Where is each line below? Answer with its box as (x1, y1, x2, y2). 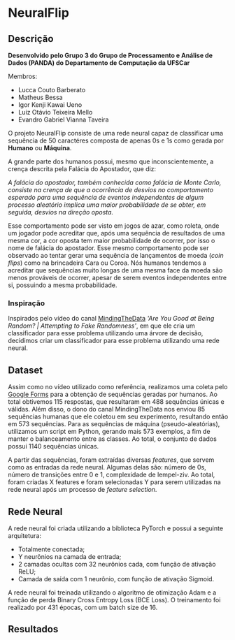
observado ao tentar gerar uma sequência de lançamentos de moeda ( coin (8, 252, 224, 259)
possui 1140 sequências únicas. (8, 442, 99, 451)
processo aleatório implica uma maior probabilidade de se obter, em (8, 201, 206, 209)
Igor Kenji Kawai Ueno (17, 101, 83, 109)
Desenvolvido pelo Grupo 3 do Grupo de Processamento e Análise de (8, 51, 213, 59)
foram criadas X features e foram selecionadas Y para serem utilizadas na (8, 478, 221, 486)
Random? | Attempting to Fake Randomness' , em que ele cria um (8, 321, 195, 330)
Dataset (8, 364, 43, 376)
